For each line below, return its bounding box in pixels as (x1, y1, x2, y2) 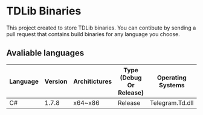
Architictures (73, 77, 112, 85)
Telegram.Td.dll (150, 98, 194, 107)
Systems (159, 81, 185, 89)
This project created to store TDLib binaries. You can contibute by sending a (6, 24, 196, 31)
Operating (156, 73, 187, 82)
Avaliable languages (6, 48, 85, 58)
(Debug (120, 73, 142, 82)
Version (44, 77, 68, 85)
